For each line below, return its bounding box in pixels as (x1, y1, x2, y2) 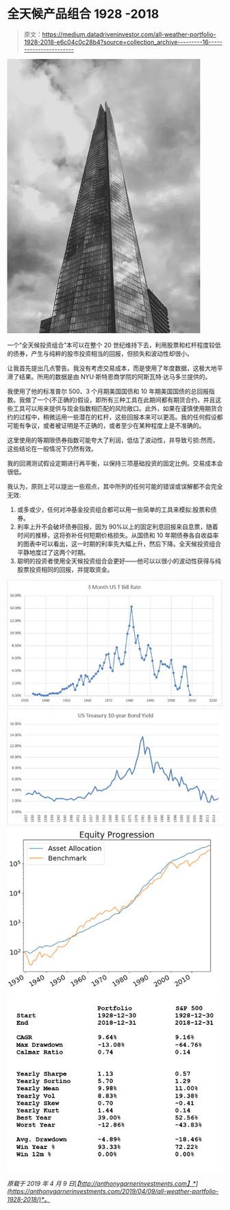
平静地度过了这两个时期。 (16, 548, 90, 556)
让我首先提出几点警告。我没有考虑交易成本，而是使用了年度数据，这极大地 (7, 364, 217, 372)
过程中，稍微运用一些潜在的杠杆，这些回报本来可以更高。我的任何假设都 (18, 413, 223, 421)
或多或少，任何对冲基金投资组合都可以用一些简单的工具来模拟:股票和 (16, 505, 211, 513)
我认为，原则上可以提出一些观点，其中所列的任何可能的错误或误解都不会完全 (7, 482, 223, 490)
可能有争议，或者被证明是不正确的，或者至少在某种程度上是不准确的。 (7, 421, 205, 429)
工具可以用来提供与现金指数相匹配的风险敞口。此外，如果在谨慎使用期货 (12, 404, 217, 412)
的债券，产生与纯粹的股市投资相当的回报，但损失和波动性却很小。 (7, 349, 193, 357)
